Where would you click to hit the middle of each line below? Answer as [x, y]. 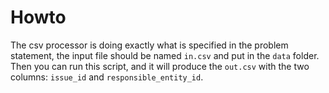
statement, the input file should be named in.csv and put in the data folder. [165, 55]
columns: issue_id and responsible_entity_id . [107, 77]
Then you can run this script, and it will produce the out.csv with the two [160, 66]
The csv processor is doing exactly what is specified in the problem [149, 45]
